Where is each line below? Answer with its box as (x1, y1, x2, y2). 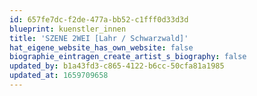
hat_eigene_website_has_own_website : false (9, 42, 194, 53)
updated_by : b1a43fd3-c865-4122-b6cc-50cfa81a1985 (9, 61, 225, 71)
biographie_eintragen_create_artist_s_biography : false (9, 52, 247, 62)
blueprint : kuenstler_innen (9, 24, 127, 34)
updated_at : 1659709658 (9, 71, 109, 81)
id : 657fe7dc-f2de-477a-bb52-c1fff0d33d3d (9, 14, 189, 25)
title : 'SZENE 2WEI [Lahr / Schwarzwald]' (9, 33, 189, 43)
